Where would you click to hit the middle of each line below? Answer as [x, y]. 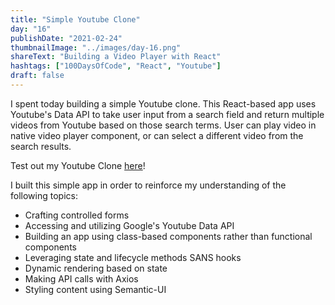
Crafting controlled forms [77, 215]
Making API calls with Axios [81, 278]
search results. [41, 146]
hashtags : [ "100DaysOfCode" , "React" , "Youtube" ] [116, 66]
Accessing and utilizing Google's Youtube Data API [129, 225]
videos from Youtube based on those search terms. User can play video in [163, 125]
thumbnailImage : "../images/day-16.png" [96, 47]
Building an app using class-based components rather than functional [168, 236]
